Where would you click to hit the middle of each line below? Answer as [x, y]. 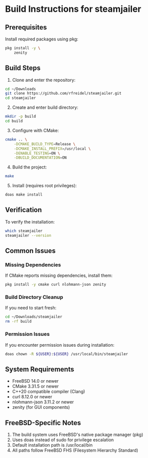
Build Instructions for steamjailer [73, 9]
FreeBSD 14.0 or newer [35, 381]
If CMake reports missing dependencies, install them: [59, 276]
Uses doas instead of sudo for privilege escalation [63, 440]
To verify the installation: [30, 222]
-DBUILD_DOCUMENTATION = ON [40, 158]
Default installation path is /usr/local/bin [52, 445]
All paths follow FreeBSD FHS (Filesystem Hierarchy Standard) [75, 450]
